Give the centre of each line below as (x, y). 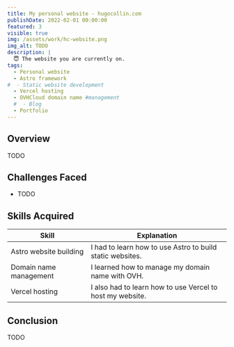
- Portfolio (31, 111)
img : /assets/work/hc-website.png (57, 40)
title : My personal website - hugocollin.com (74, 14)
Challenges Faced (47, 177)
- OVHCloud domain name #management (67, 98)
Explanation (157, 236)
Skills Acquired (41, 216)
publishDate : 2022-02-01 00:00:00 (57, 20)
